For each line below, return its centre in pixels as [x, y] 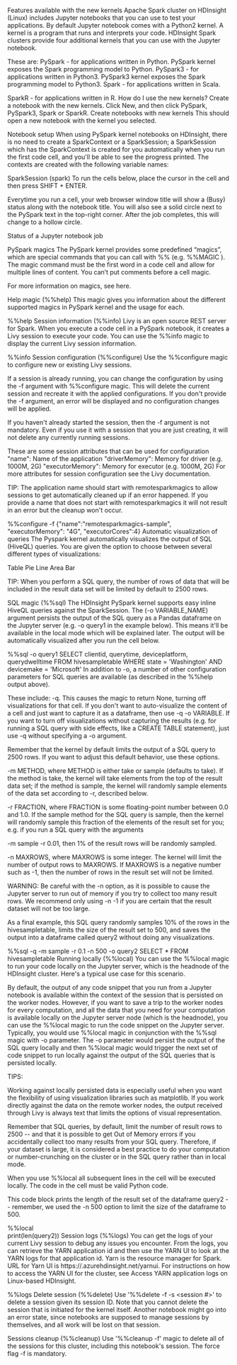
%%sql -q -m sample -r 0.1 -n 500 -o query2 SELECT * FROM [98, 951]
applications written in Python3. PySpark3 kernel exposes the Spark [106, 77]
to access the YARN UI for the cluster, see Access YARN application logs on [118, 1273]
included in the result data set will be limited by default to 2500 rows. [108, 589]
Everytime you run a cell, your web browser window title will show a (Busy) [116, 199]
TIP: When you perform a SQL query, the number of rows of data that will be [118, 581]
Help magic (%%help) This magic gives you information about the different [117, 300]
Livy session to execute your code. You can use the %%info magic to [108, 336]
